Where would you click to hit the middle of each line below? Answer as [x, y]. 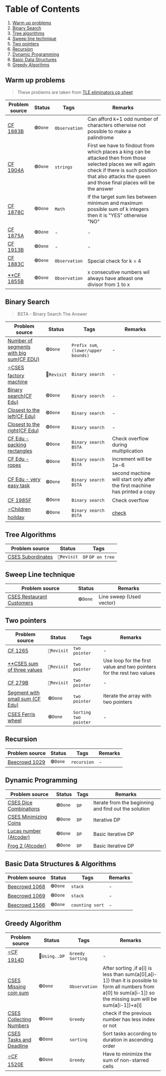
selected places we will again [121, 164]
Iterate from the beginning [124, 802]
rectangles [20, 451]
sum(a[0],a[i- [141, 974]
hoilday [16, 517]
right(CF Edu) [23, 430]
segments [19, 347]
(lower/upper [87, 350]
